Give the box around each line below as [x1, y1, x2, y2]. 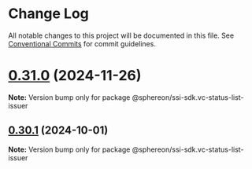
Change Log [8, 5, 89, 23]
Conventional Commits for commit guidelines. [8, 39, 156, 48]
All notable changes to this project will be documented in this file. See [8, 31, 235, 40]
